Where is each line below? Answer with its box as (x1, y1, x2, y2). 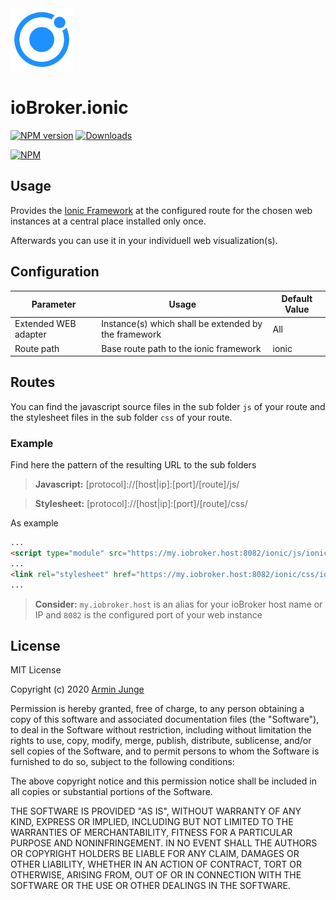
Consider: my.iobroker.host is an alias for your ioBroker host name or (34, 598, 323, 610)
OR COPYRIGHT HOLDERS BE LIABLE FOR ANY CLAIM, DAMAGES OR (10, 848, 300, 860)
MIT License (10, 664, 62, 676)
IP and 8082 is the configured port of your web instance (34, 608, 263, 621)
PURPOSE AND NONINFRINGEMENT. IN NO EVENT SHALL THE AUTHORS (10, 837, 318, 849)
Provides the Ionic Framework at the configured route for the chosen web (10, 204, 313, 216)
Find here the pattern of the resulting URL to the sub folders (10, 459, 257, 471)
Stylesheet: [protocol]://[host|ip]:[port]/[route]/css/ (34, 498, 248, 510)
